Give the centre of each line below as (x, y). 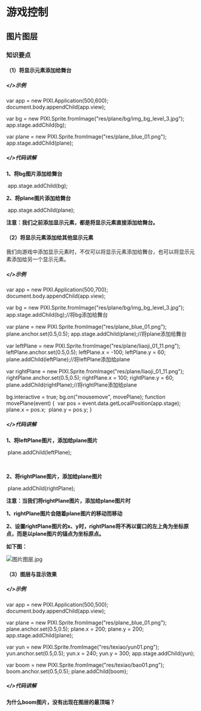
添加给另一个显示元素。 (40, 259)
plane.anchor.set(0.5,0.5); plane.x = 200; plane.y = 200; (75, 629)
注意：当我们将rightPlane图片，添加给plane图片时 (68, 501)
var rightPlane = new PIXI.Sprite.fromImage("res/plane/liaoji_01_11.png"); (95, 371)
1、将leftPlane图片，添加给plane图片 (52, 440)
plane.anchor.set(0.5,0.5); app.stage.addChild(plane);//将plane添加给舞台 (97, 334)
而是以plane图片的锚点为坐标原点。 (60, 534)
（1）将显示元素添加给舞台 (39, 70)
